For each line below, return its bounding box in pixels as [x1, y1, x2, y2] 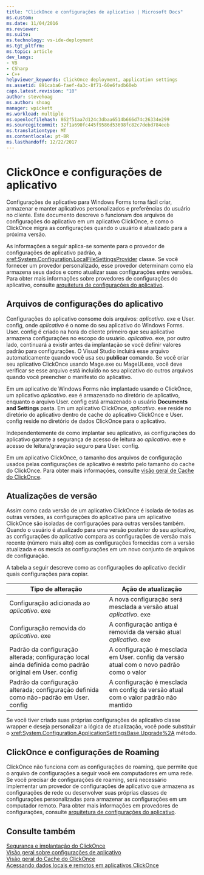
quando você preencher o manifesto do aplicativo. [6, 373, 132, 380]
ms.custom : [6, 15, 34, 21]
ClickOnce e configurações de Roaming [6, 747, 160, 758]
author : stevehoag [6, 94, 53, 100]
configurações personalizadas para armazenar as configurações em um [6, 795, 187, 803]
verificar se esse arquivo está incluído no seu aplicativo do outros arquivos [6, 366, 194, 374]
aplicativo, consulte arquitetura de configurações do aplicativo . [6, 281, 165, 288]
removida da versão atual [109, 628, 181, 636]
